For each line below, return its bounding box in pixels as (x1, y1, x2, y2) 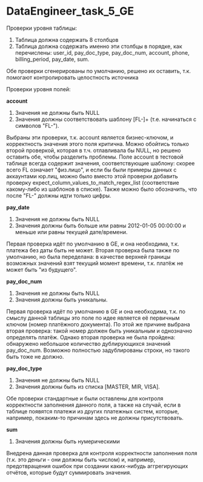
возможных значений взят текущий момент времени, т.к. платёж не (6, 260, 184, 267)
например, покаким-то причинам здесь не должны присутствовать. (6, 414, 184, 421)
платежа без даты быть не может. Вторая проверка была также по (6, 246, 180, 253)
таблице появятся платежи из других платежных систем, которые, (6, 407, 179, 415)
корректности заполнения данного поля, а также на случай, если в (6, 401, 181, 408)
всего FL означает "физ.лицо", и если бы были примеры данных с (6, 166, 177, 173)
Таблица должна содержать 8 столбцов (15, 36, 119, 43)
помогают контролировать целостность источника (6, 74, 139, 81)
